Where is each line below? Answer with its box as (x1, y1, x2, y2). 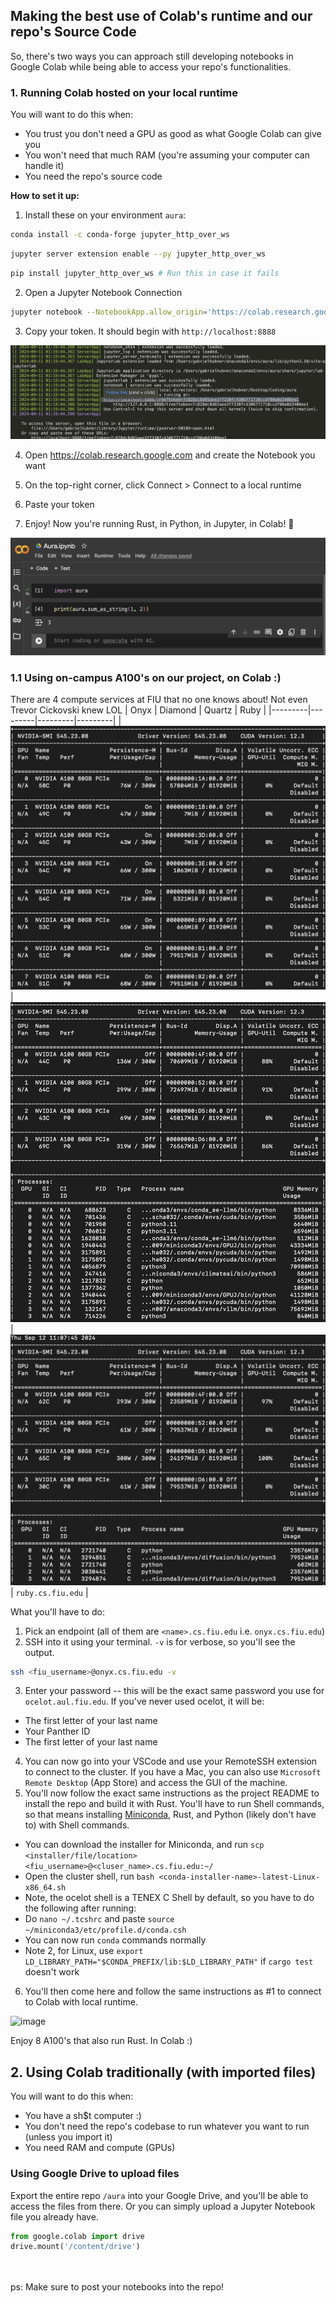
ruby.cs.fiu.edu (15, 1588, 83, 1598)
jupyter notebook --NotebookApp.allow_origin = (10, 307, 208, 317)
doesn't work (24, 1966, 80, 1978)
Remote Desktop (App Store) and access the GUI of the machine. (24, 1777, 288, 1789)
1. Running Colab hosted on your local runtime (10, 85, 238, 99)
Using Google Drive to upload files (10, 2167, 180, 2181)
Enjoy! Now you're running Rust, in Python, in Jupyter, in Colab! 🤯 (24, 518, 295, 530)
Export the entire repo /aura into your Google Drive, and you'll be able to (10, 2189, 309, 2201)
